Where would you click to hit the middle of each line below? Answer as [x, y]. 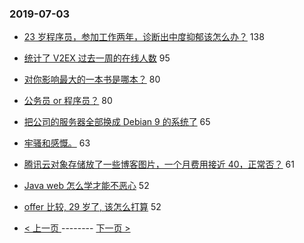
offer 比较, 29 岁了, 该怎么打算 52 [92, 207]
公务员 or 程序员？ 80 [68, 101]
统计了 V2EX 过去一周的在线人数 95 [97, 58]
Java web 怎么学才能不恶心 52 [86, 186]
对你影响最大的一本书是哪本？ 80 [92, 79]
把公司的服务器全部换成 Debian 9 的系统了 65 [117, 122]
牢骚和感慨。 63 [57, 143]
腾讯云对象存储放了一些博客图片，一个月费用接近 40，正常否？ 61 [159, 164]
